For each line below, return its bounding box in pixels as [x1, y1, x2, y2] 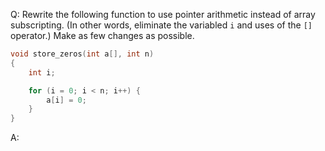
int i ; [28, 67, 56, 78]
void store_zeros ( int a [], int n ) [10, 49, 155, 59]
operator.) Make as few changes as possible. [10, 30, 195, 41]
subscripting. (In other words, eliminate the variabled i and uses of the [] [10, 19, 313, 31]
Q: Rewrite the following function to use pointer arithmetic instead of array [10, 9, 316, 20]
